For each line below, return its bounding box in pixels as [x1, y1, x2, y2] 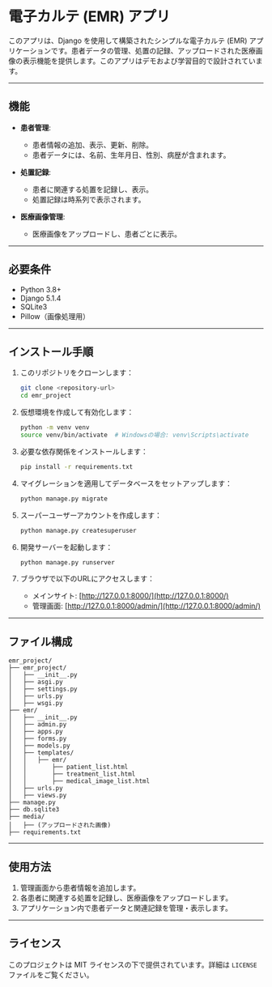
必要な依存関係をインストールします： [19, 446, 148, 456]
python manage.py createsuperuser [19, 526, 137, 534]
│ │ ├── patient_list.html [8, 763, 129, 772]
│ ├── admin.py [8, 721, 67, 729]
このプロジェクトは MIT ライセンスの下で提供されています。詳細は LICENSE [8, 959, 257, 969]
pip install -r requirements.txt [19, 462, 134, 470]
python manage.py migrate [19, 495, 108, 503]
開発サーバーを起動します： [19, 542, 113, 551]
